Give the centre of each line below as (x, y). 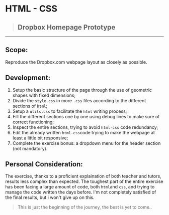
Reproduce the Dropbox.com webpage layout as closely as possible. (76, 62)
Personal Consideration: (44, 164)
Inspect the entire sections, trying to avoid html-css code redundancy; (85, 127)
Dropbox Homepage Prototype (66, 27)
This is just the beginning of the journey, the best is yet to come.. (85, 207)
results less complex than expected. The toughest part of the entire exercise (84, 181)
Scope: (17, 50)
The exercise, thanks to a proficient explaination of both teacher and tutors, (83, 176)
